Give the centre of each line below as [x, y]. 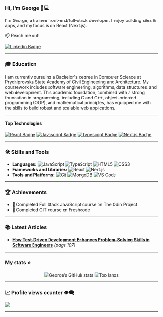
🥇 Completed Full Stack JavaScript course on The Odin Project [74, 205]
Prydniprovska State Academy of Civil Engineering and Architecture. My [77, 82]
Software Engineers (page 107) [44, 245]
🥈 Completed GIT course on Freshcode [51, 210]
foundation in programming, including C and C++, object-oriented [71, 98]
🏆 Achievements [26, 192]
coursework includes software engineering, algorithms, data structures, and [81, 87]
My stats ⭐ [18, 262]
